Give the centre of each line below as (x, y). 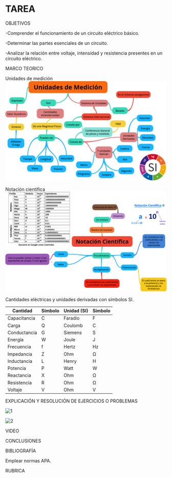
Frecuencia (19, 347)
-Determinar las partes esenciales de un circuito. (57, 43)
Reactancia (19, 375)
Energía (16, 340)
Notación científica (25, 189)
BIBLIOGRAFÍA (21, 451)
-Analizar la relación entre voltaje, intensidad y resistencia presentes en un (84, 53)
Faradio (72, 318)
